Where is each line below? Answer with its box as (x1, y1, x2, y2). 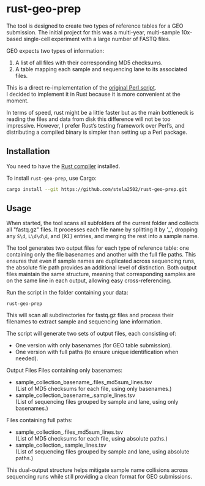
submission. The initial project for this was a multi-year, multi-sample (6, 28, 181, 36)
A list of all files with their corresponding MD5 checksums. (15, 59, 163, 66)
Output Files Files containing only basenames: (6, 367, 123, 374)
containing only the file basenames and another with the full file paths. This (6, 251, 196, 258)
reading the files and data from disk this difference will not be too (6, 115, 171, 123)
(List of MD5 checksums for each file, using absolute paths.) (15, 435, 168, 442)
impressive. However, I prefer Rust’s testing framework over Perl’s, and (6, 121, 185, 129)
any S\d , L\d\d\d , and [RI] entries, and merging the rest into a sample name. (6, 233, 199, 240)
